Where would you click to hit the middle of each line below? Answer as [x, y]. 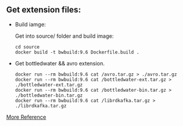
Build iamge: [30, 24]
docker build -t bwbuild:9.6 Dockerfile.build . [77, 52]
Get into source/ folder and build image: [64, 36]
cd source [27, 47]
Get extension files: [44, 10]
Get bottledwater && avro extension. [60, 63]
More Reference [26, 117]
